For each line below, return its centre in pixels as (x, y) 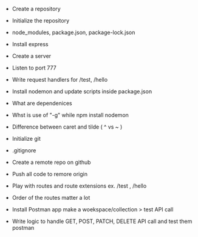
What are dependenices (42, 103)
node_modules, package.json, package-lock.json (73, 32)
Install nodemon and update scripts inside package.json (82, 91)
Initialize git (26, 139)
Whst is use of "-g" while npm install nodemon (70, 115)
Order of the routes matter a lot (51, 198)
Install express (30, 44)
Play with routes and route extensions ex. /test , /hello (79, 186)
